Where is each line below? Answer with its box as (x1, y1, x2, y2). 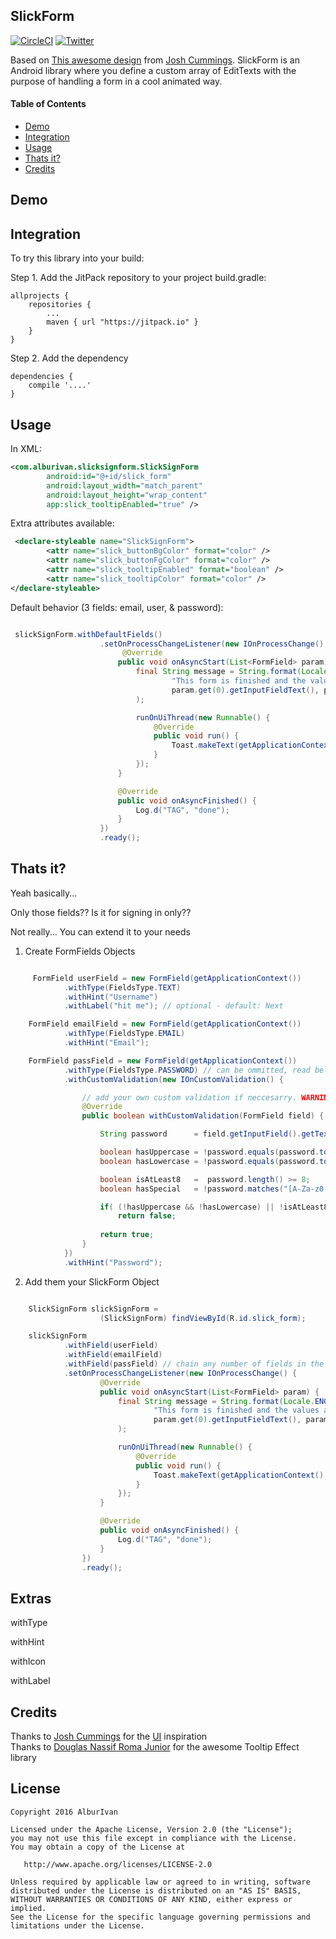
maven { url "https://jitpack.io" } (46, 317, 199, 328)
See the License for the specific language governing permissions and (10, 1912, 311, 1922)
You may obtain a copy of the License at (10, 1842, 186, 1852)
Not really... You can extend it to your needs (10, 925, 191, 938)
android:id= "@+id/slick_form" (46, 471, 172, 481)
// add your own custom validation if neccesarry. (81, 1092, 298, 1103)
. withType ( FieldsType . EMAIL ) (63, 1029, 186, 1039)
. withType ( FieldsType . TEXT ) (63, 982, 182, 993)
